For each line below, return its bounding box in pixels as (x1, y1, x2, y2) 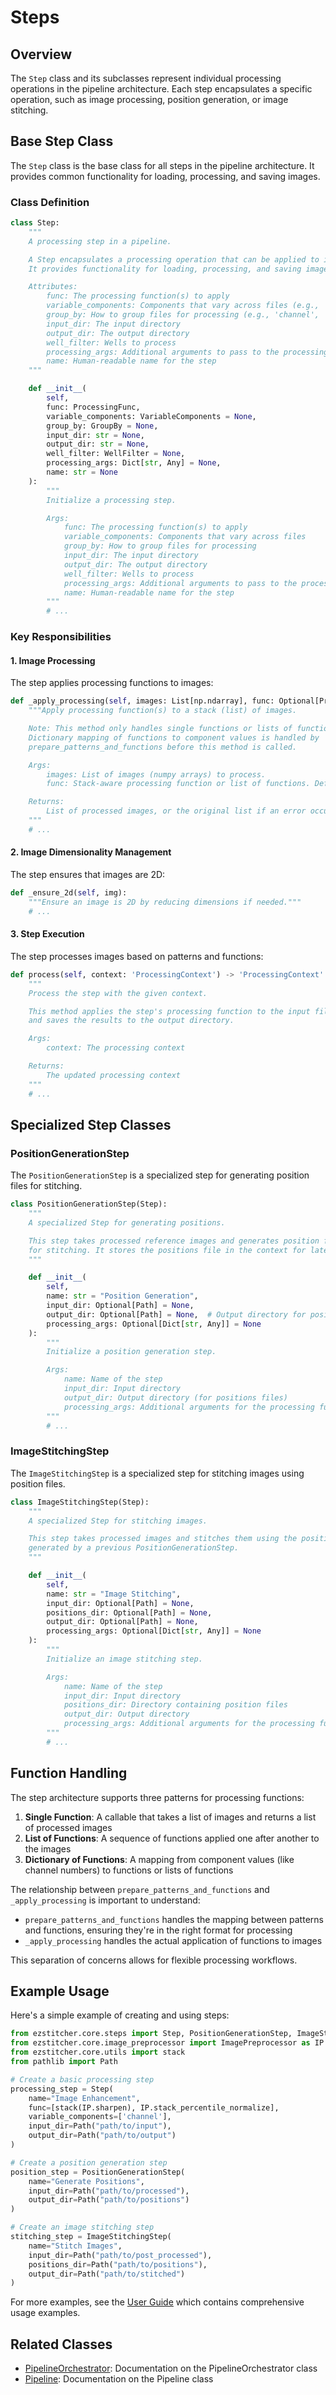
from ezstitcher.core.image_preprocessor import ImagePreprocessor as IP (10, 2038, 325, 2048)
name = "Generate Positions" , (28, 2176, 145, 2186)
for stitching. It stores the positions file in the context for (28, 1245, 307, 1255)
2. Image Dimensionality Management (10, 846, 172, 858)
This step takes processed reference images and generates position (28, 1236, 320, 1246)
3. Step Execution (10, 928, 85, 940)
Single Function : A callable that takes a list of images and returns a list (24, 1811, 317, 1823)
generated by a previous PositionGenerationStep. (28, 1543, 240, 1553)
